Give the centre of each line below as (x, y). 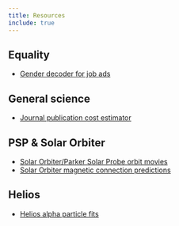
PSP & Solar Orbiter (57, 143)
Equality (29, 55)
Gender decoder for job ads (65, 74)
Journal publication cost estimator (76, 118)
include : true (32, 23)
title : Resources (37, 15)
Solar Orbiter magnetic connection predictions (95, 170)
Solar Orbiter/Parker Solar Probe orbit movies (93, 161)
